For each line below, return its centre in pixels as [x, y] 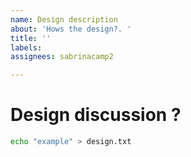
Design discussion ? [96, 115]
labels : [26, 47]
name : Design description [64, 19]
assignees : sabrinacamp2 [62, 57]
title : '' [31, 38]
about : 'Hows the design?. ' [71, 29]
